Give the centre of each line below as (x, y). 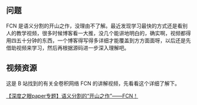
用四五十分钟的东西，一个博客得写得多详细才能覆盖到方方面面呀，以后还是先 (98, 40)
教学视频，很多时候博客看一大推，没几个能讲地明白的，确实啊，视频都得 (103, 33)
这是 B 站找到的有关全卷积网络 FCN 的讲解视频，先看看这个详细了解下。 (93, 83)
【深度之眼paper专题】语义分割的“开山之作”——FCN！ (72, 96)
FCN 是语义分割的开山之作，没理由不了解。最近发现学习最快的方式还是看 (94, 26)
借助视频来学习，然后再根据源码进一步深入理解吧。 (68, 48)
